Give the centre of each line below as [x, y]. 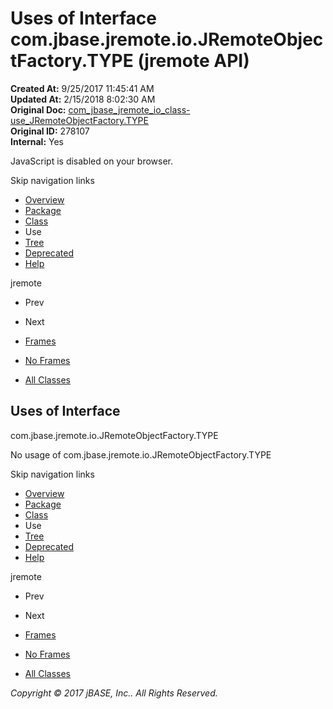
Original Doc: [38, 109]
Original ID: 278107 [50, 131]
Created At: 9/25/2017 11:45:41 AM [82, 88]
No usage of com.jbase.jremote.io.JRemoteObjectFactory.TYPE [141, 454]
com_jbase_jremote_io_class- [129, 109]
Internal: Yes [37, 141]
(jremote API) [193, 61]
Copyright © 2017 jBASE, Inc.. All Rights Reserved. [114, 693]
